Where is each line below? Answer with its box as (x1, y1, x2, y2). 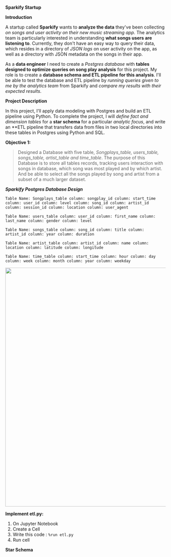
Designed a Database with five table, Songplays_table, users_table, (17, 149, 159, 155)
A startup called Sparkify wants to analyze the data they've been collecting (5, 24, 165, 30)
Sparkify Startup (5, 5, 42, 10)
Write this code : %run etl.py (12, 532, 74, 537)
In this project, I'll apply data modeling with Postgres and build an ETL (5, 108, 152, 114)
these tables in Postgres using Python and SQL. (5, 129, 105, 136)
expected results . (5, 88, 42, 94)
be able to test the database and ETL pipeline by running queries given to (5, 77, 159, 83)
